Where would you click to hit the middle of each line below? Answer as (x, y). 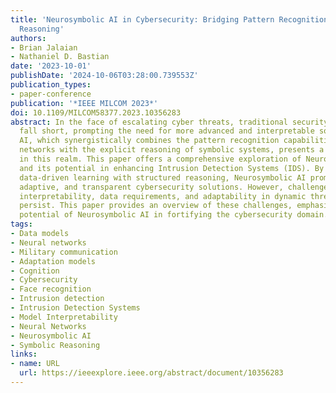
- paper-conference (51, 94)
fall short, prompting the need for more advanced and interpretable (167, 131)
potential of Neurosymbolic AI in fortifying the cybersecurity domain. (174, 215)
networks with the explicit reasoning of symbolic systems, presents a (172, 150)
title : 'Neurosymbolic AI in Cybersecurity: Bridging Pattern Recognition (169, 19)
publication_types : (51, 85)
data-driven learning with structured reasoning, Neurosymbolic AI (163, 177)
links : (24, 354)
